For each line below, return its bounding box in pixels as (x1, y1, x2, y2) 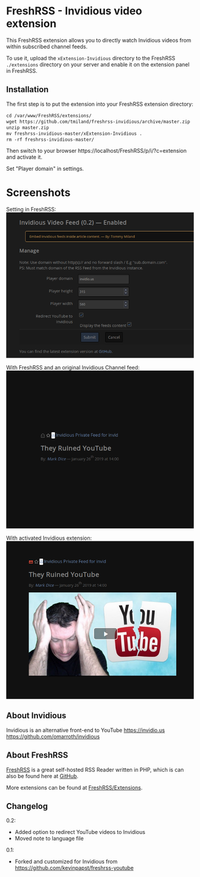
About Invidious (6, 710, 67, 721)
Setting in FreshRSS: (6, 205, 57, 213)
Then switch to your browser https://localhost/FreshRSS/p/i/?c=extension (6, 147, 187, 154)
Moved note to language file (14, 835, 84, 842)
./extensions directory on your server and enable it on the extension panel (6, 61, 190, 68)
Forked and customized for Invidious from (14, 858, 118, 865)
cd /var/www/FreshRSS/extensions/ (6, 112, 92, 119)
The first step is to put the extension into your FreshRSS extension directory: (6, 100, 193, 107)
